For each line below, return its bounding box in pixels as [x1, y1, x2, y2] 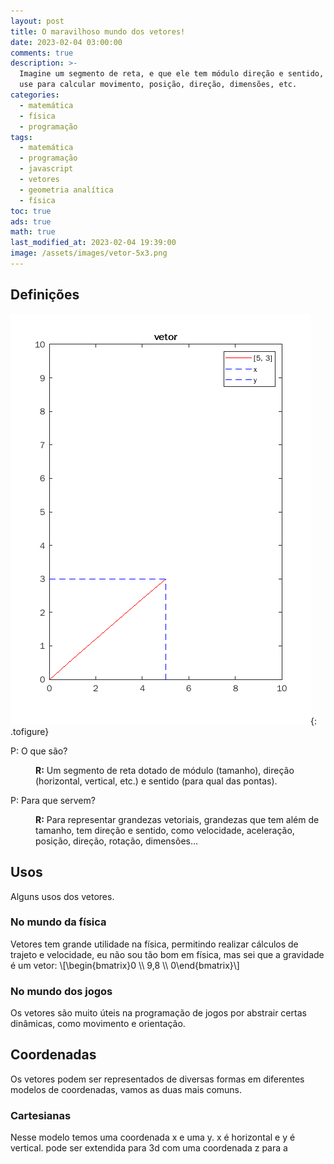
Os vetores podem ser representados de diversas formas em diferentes [10, 1073, 305, 1085]
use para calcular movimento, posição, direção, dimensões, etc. [19, 80, 298, 90]
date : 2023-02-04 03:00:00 [10, 37, 123, 47]
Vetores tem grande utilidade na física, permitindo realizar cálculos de [10, 938, 299, 950]
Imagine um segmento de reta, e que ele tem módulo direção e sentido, [19, 69, 325, 79]
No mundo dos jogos [10, 984, 113, 998]
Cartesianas [10, 1108, 72, 1122]
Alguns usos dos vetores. [10, 890, 115, 902]
